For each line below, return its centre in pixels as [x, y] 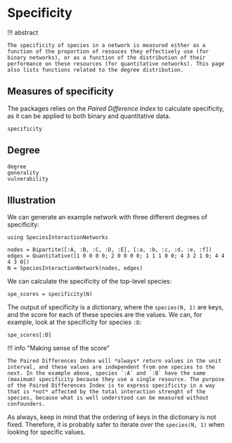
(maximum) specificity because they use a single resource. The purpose [116, 380]
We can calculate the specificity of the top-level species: [90, 281]
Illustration [32, 200]
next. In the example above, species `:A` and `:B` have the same [107, 373]
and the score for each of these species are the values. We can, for [105, 315]
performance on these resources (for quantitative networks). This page [116, 64]
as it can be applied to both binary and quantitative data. [89, 116]
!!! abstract [23, 32]
